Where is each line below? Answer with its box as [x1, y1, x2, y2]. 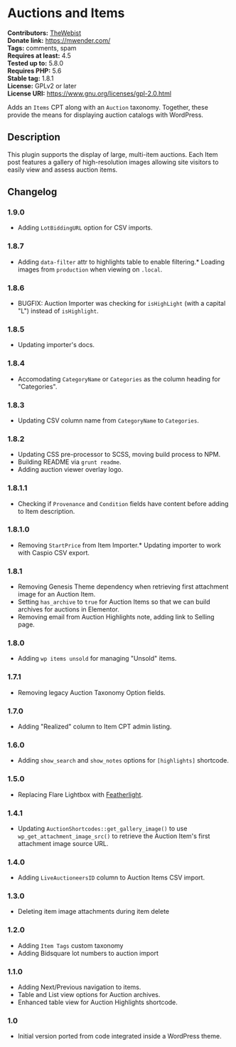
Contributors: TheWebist [7, 29, 82, 37]
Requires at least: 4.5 [7, 51, 71, 60]
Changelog [7, 186, 58, 198]
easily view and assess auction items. [7, 165, 118, 174]
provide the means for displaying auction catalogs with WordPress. [7, 110, 204, 119]
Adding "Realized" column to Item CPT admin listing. [17, 722, 172, 731]
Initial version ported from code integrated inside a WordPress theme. [17, 1032, 222, 1041]
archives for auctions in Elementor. [17, 605, 119, 614]
